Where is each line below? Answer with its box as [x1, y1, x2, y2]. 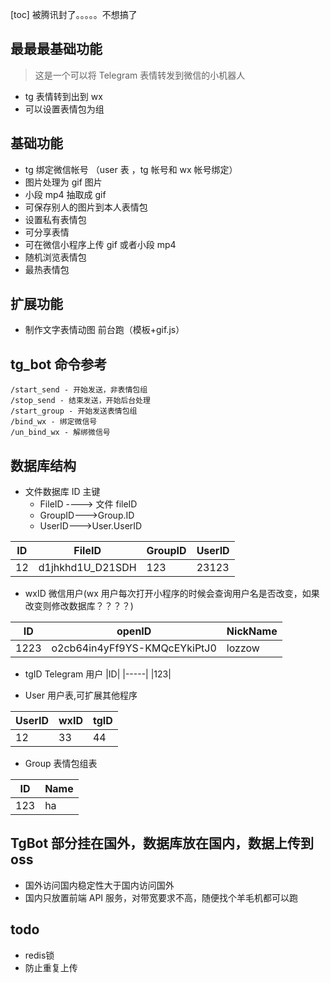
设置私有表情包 [24, 213, 87, 225]
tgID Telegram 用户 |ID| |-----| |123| [24, 668, 172, 680]
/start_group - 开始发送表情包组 [10, 406, 138, 417]
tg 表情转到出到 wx [24, 90, 103, 102]
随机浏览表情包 [24, 251, 87, 263]
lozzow [226, 641, 260, 655]
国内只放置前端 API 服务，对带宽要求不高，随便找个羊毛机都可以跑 [24, 891, 299, 903]
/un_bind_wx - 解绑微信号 [10, 428, 111, 438]
